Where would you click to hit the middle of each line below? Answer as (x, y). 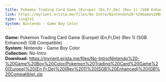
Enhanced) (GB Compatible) (34, 43)
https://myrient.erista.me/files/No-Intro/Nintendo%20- (84, 59)
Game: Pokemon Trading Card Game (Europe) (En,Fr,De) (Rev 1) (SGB (76, 38)
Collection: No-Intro (26, 53)
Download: (17, 59)
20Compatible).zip (24, 74)
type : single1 (20, 19)
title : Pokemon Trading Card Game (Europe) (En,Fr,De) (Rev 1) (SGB (77, 10)
